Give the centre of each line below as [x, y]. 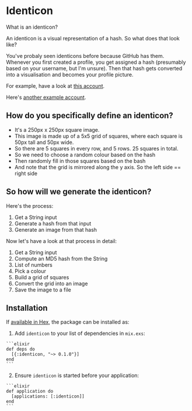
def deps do [20, 350]
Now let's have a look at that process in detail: [62, 241]
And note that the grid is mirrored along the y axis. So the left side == [98, 167]
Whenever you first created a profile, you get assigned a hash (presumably [96, 62]
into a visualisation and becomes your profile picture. [70, 74]
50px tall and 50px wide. [44, 142]
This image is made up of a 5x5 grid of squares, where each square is [98, 136]
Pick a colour [30, 271]
